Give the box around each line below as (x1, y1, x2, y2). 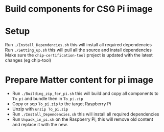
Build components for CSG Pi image (5, 3, 153, 15)
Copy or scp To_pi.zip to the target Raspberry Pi (12, 101, 111, 107)
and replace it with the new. (12, 122, 68, 128)
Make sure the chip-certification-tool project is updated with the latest (5, 52, 153, 58)
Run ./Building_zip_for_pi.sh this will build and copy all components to (12, 91, 159, 96)
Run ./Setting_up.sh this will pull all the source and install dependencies (5, 47, 152, 53)
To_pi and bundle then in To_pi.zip (12, 96, 83, 102)
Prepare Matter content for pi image (5, 75, 154, 86)
